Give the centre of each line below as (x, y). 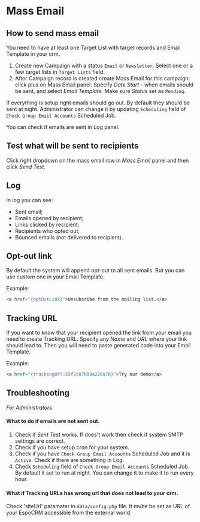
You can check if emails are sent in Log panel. (63, 127)
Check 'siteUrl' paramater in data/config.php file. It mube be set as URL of (98, 506)
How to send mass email (53, 33)
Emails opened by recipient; (49, 218)
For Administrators (29, 407)
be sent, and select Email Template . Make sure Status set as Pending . (100, 91)
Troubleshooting (38, 393)
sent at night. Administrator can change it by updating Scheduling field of (96, 109)
